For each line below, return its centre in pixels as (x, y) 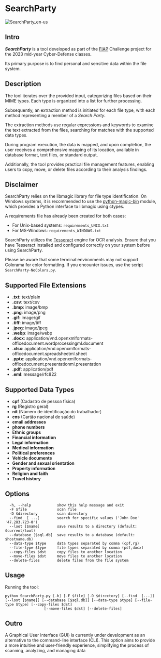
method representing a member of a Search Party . (55, 115)
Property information (34, 468)
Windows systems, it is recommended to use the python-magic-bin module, (80, 202)
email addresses (29, 422)
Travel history (26, 479)
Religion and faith (30, 473)
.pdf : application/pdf (33, 369)
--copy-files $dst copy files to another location (66, 552)
